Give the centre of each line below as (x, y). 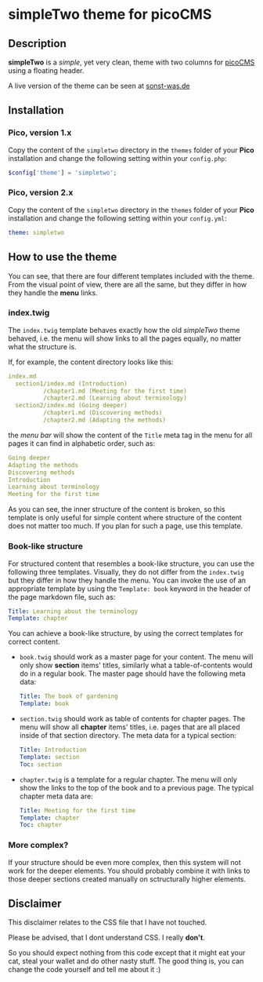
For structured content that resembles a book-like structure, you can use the (131, 564)
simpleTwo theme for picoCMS (110, 15)
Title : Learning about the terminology (73, 611)
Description (37, 44)
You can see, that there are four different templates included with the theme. (131, 276)
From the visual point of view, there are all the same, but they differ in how (128, 284)
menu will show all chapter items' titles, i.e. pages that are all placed (130, 727)
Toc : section (41, 764)
